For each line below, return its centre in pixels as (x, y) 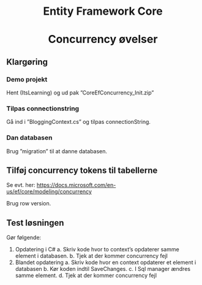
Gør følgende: (24, 238)
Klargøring (27, 62)
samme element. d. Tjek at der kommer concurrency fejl (86, 275)
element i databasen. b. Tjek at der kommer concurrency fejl (92, 256)
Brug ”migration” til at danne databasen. (57, 151)
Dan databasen (29, 138)
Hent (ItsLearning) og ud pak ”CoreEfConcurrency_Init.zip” (80, 93)
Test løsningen (35, 223)
